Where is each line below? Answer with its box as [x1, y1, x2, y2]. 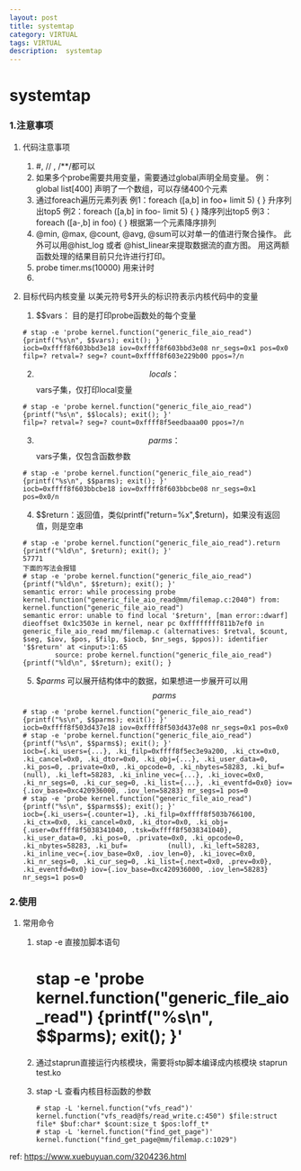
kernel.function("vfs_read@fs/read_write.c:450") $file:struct [35, 1112, 279, 1121]
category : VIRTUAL [9, 30, 78, 39]
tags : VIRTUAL [9, 38, 63, 48]
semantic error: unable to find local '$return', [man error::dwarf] [22, 611, 289, 620]
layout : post [9, 13, 58, 23]
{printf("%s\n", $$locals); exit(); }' [22, 410, 173, 419]
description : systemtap [9, 47, 102, 56]
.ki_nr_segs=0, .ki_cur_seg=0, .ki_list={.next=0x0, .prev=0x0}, [22, 857, 272, 866]
